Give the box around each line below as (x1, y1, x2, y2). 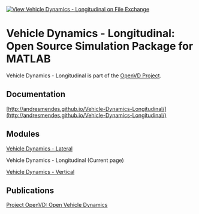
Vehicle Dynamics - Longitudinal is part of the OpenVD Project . (6, 72, 162, 79)
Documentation (6, 89, 66, 100)
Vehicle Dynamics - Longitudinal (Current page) (6, 156, 124, 164)
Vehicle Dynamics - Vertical (6, 168, 75, 175)
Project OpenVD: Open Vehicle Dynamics (6, 201, 108, 209)
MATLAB (6, 52, 51, 66)
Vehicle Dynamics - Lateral (6, 144, 73, 152)
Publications (6, 185, 55, 195)
